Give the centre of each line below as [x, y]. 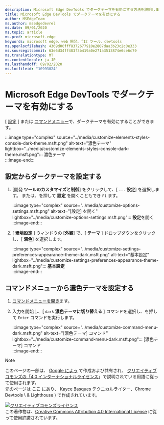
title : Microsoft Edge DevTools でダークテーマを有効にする [63, 14]
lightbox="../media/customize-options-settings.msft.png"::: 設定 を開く [83, 217]
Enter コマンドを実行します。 [47, 317]
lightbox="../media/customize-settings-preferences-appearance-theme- [85, 260]
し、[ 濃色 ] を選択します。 [38, 239]
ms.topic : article [24, 32]
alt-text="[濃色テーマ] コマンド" [76, 333]
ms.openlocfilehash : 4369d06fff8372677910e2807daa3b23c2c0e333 [71, 46]
